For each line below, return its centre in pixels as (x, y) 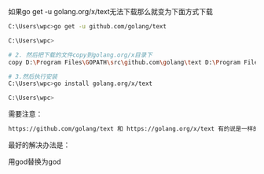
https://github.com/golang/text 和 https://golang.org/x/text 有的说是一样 (131, 129)
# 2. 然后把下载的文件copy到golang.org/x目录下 (81, 55)
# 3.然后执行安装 (33, 76)
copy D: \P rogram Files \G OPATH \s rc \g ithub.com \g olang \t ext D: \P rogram (125, 62)
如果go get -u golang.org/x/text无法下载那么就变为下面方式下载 (111, 11)
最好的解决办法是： (39, 145)
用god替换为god (35, 161)
